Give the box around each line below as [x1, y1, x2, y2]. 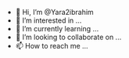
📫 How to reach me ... [15, 42, 88, 50]
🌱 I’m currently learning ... [15, 24, 99, 33]
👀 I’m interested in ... [15, 16, 82, 25]
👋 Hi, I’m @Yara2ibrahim [15, 8, 94, 16]
